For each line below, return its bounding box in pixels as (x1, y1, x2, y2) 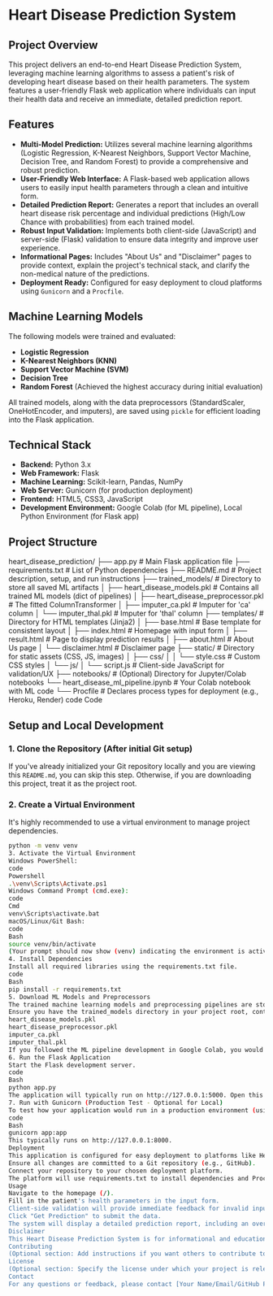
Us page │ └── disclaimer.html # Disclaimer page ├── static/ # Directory (8, 643, 255, 653)
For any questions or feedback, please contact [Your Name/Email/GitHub (8, 1280, 260, 1288)
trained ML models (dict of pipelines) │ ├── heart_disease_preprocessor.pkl (8, 591, 264, 601)
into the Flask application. (8, 415, 95, 424)
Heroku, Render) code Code (8, 695, 103, 705)
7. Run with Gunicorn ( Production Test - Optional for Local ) (8, 1098, 223, 1107)
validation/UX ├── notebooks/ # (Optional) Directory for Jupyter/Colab (8, 669, 246, 679)
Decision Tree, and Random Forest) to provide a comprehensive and (19, 156, 249, 166)
